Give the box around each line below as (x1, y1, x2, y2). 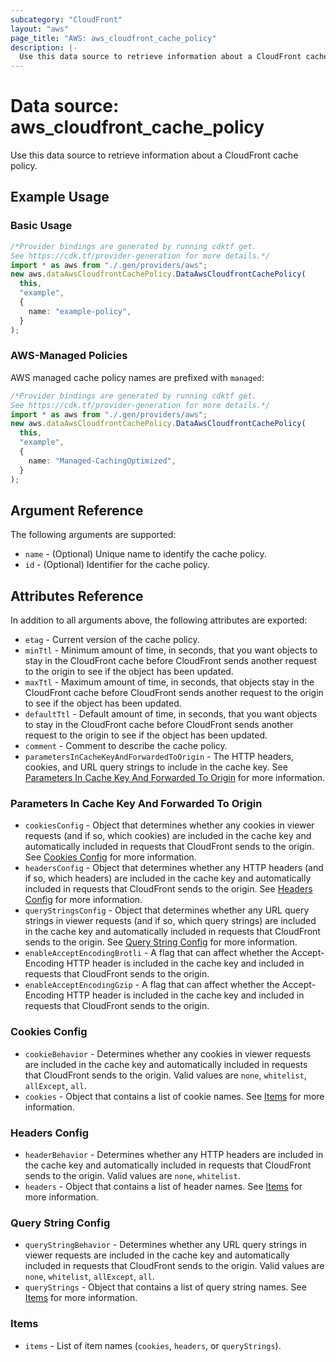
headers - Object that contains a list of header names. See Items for (24, 1181, 303, 1193)
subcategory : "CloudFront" (10, 14, 123, 25)
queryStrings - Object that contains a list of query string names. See (24, 1281, 307, 1293)
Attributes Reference (10, 587, 144, 605)
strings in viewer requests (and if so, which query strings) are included (24, 915, 317, 927)
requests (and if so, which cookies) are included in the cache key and (24, 830, 312, 842)
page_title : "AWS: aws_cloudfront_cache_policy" (10, 33, 217, 43)
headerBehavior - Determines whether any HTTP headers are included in (24, 1149, 324, 1161)
